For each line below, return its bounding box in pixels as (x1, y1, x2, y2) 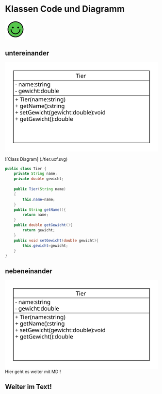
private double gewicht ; (14, 176, 64, 181)
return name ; (22, 212, 49, 217)
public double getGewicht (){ (14, 223, 73, 227)
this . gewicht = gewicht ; (22, 243, 68, 248)
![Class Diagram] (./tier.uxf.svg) (5, 156, 68, 162)
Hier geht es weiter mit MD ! (5, 369, 61, 375)
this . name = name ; (22, 197, 55, 202)
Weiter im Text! (5, 383, 52, 391)
